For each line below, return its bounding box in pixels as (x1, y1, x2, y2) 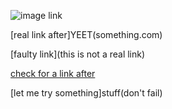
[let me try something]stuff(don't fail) (10, 87, 163, 99)
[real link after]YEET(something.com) (10, 29, 163, 40)
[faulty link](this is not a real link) (10, 48, 146, 60)
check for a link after (10, 68, 96, 79)
